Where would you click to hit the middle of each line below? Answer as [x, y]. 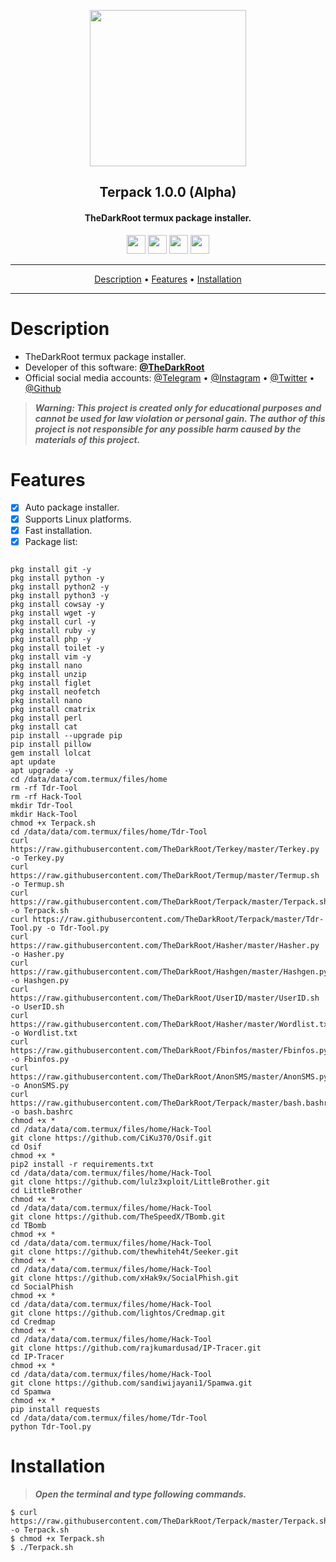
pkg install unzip [48, 674]
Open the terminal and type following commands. [140, 1494]
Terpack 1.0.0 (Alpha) [168, 192]
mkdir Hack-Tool [44, 814]
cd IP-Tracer [37, 1356]
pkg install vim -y [51, 656]
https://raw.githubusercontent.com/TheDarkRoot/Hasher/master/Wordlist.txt [171, 1024]
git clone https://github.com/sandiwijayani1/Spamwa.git [131, 1383]
